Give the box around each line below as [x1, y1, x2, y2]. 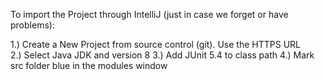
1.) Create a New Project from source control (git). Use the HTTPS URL [10, 39, 301, 50]
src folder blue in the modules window [10, 60, 168, 71]
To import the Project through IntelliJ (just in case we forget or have [10, 9, 289, 20]
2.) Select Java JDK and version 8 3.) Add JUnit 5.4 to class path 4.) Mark [10, 49, 315, 61]
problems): [10, 19, 55, 31]
